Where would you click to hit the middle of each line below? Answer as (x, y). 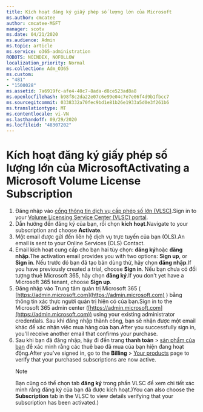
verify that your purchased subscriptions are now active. (85, 360)
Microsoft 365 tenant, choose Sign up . (63, 282)
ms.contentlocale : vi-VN (38, 114)
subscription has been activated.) (57, 403)
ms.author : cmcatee (31, 18)
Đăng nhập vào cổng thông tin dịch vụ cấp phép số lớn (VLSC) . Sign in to (106, 211)
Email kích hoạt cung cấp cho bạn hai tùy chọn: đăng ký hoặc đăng (99, 250)
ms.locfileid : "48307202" (39, 125)
